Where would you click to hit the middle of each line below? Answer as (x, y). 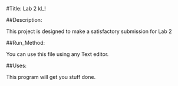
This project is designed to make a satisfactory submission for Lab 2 (89, 31)
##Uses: (17, 65)
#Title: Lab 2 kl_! (26, 9)
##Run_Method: (26, 43)
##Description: (24, 20)
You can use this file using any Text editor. (57, 54)
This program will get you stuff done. (51, 77)
